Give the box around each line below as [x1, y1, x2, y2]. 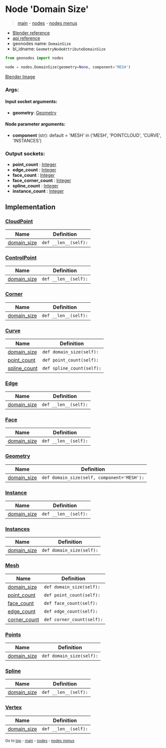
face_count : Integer [12, 172, 55, 178]
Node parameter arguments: [5, 121, 66, 127]
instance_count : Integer [12, 188, 64, 194]
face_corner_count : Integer [12, 177, 71, 183]
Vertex [5, 704, 22, 711]
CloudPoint [5, 218, 33, 225]
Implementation [5, 203, 56, 211]
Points [5, 631, 21, 638]
